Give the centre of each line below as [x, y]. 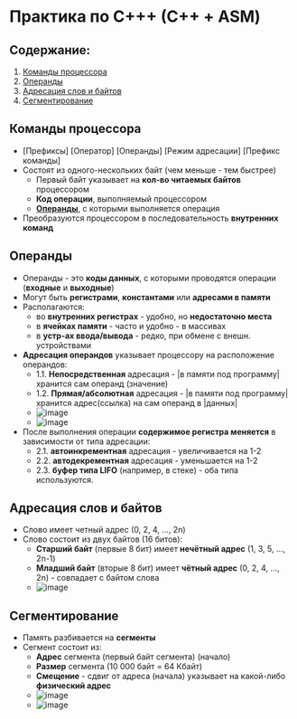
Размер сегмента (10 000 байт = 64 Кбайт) [119, 667]
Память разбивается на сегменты [89, 638]
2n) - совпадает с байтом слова [97, 578]
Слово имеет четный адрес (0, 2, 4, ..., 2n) [104, 530]
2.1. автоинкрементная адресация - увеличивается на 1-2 [148, 450]
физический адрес [73, 686]
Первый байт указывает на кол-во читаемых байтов [138, 179]
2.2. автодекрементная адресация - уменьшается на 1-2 [147, 460]
